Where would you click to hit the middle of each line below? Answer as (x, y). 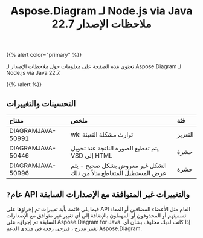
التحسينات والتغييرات (41, 104)
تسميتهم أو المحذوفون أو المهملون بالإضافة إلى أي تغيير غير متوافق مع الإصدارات (96, 215)
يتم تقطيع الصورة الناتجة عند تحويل (114, 148)
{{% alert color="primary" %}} (44, 55)
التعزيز (185, 134)
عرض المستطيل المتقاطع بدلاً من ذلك (118, 173)
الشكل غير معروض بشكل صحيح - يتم (119, 166)
